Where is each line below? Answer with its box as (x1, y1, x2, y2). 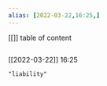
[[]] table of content (8, 33, 72, 42)
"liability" (8, 70, 47, 78)
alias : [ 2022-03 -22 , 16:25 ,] (8, 11, 101, 20)
